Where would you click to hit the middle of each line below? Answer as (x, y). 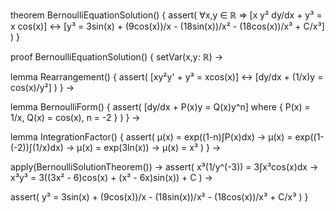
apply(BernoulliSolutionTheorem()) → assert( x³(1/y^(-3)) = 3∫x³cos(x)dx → (164, 167)
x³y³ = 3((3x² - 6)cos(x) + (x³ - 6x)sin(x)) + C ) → (111, 177)
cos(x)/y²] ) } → (42, 87)
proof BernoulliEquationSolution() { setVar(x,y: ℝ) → (117, 57)
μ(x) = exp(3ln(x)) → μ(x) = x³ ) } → (149, 147)
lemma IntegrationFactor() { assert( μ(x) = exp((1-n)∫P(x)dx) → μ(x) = (151, 137)
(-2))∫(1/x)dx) (37, 147)
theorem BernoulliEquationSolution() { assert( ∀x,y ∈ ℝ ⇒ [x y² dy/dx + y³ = (166, 15)
